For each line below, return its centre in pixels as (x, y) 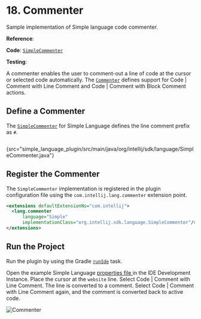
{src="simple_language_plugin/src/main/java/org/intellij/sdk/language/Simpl (100, 149)
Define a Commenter (46, 111)
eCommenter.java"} (30, 155)
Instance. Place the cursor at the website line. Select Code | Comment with (98, 279)
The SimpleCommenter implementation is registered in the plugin (83, 189)
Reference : (20, 38)
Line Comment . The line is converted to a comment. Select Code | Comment (100, 285)
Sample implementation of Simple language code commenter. (82, 27)
